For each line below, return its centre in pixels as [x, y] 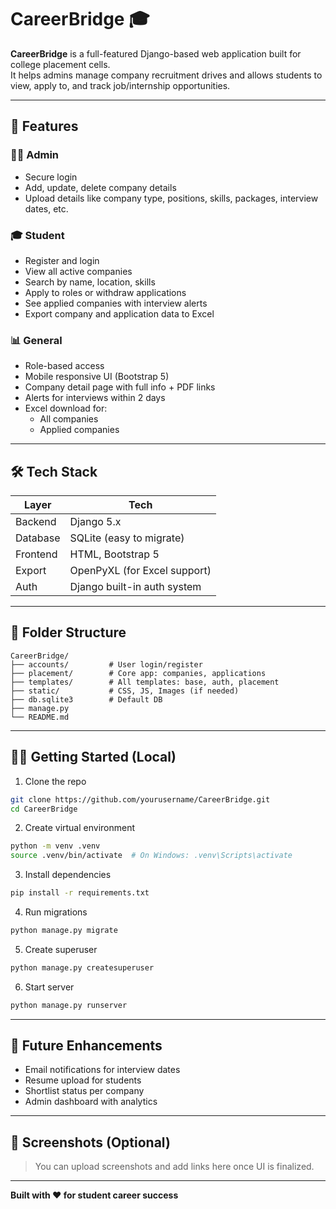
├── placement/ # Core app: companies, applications [138, 673]
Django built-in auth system [135, 587]
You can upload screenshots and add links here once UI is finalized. [174, 1167]
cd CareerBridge [44, 809]
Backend [36, 522]
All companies [69, 419]
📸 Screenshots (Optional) [90, 1142]
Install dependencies [68, 875]
